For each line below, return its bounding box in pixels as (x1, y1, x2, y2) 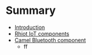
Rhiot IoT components (14, 30, 70, 37)
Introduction (14, 24, 45, 31)
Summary (5, 4, 56, 18)
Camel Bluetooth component (14, 36, 86, 44)
